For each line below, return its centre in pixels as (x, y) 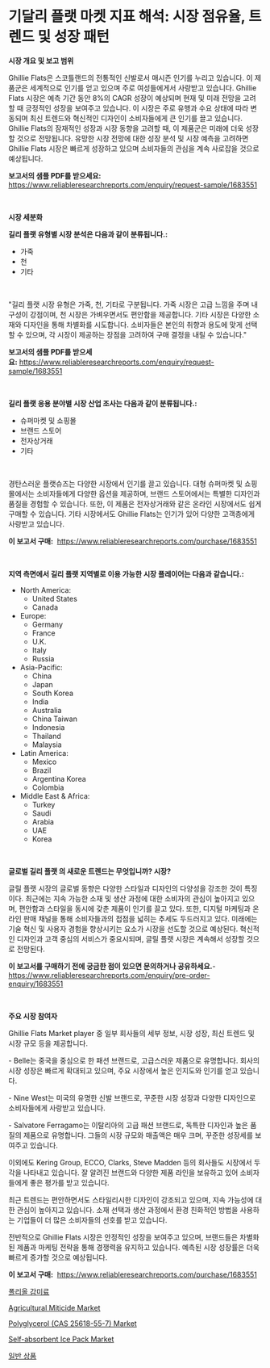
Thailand (47, 736)
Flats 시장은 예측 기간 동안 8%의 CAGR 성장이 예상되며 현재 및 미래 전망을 (125, 98)
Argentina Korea (59, 778)
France (44, 633)
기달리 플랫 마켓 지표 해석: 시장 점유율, (127, 17)
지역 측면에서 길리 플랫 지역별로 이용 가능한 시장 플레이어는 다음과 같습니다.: (126, 573)
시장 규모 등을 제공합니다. (48, 1043)
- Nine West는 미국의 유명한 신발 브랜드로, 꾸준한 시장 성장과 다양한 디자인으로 (132, 1097)
